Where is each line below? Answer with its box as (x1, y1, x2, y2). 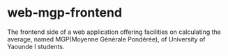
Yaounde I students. (7, 42, 65, 50)
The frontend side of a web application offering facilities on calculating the (7, 28, 221, 36)
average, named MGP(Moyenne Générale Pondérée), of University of (7, 35, 206, 43)
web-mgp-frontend (7, 5, 123, 21)
